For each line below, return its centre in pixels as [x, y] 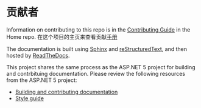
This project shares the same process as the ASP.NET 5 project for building [101, 67]
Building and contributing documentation [66, 92]
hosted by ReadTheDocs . [38, 55]
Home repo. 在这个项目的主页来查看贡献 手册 [62, 36]
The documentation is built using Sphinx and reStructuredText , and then [97, 49]
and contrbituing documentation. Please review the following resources [96, 73]
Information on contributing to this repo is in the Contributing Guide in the [98, 29]
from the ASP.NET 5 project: [42, 80]
